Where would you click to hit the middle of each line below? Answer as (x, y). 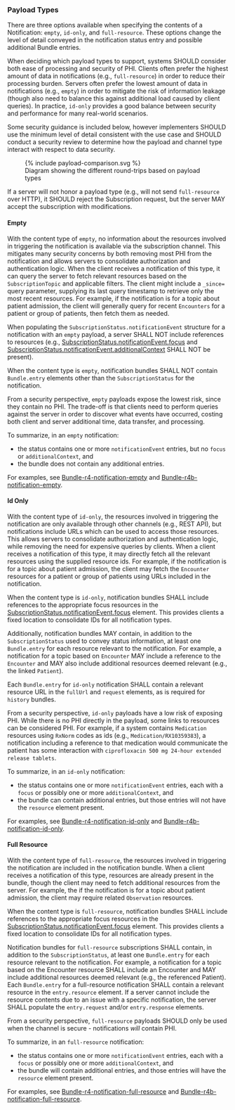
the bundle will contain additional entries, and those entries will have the (122, 1070)
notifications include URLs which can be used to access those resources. (113, 531)
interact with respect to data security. (61, 150)
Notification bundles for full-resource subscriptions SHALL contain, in (110, 947)
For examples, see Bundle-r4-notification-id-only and (85, 821)
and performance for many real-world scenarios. (78, 113)
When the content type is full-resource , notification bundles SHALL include (117, 911)
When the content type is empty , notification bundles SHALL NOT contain (113, 370)
